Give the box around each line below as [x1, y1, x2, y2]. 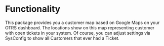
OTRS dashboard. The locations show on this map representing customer [5, 24, 155, 30]
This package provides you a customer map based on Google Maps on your [5, 20, 160, 25]
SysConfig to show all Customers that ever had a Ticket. [5, 35, 120, 41]
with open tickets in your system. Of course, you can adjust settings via [5, 30, 151, 36]
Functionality [5, 3, 61, 15]
